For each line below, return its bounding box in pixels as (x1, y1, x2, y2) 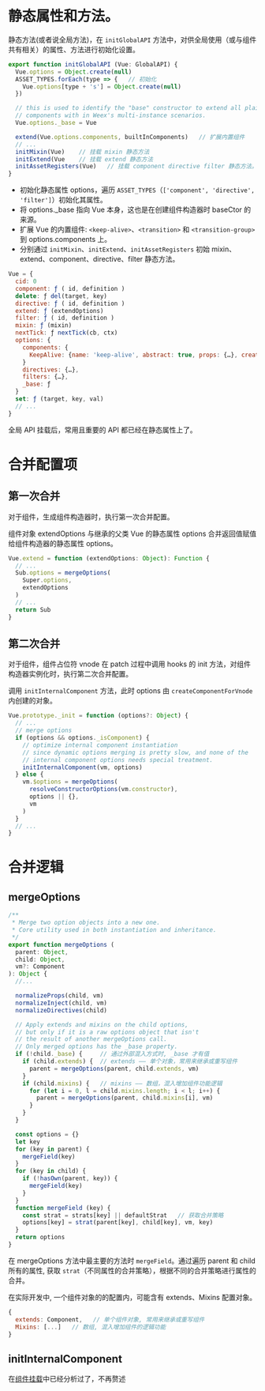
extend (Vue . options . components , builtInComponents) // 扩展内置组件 (15, 133, 245, 141)
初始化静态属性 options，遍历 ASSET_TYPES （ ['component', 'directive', (19, 185, 255, 194)
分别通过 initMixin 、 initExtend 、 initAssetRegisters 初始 (19, 244, 211, 254)
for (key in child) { (15, 1167, 87, 1175)
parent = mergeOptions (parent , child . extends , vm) (28, 1065, 200, 1072)
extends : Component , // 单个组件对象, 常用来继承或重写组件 (15, 1315, 205, 1324)
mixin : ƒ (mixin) (15, 322, 73, 330)
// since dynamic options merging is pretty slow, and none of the (22, 748, 248, 756)
